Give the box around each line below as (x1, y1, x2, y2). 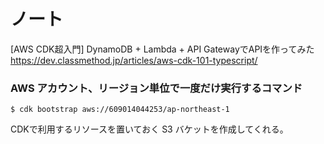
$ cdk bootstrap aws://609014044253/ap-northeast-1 (10, 105, 230, 115)
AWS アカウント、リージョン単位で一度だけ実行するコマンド (10, 81, 303, 95)
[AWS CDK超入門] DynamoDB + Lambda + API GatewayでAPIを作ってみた (10, 43, 315, 55)
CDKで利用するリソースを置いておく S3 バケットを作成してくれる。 (10, 123, 289, 135)
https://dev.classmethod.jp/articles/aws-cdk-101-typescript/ (10, 54, 258, 66)
